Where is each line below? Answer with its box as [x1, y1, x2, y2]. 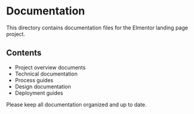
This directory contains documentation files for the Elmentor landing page [6, 24, 189, 31]
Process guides [14, 76, 54, 83]
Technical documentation [14, 70, 78, 77]
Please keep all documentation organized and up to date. [6, 101, 147, 108]
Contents [6, 48, 42, 58]
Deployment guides [14, 89, 63, 97]
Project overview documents [14, 64, 86, 71]
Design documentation [14, 83, 71, 90]
